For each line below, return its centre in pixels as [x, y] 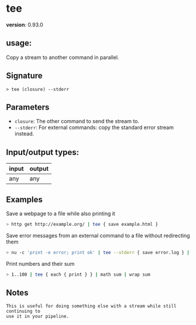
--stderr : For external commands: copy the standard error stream [94, 127]
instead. [24, 134]
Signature [24, 76]
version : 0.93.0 [25, 25]
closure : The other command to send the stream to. [77, 121]
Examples [24, 199]
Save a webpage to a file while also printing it [61, 214]
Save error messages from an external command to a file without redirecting [98, 235]
